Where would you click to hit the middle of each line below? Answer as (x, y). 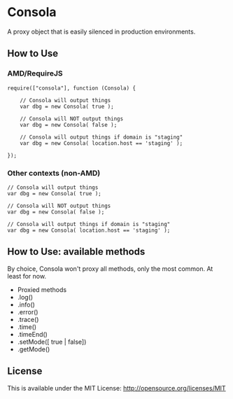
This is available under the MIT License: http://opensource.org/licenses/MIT (116, 388)
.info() (26, 304)
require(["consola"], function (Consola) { (72, 88)
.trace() (28, 319)
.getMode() (34, 349)
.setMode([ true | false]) (52, 342)
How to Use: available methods (76, 252)
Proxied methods (42, 289)
